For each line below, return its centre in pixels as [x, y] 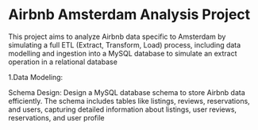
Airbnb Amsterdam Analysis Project [129, 15]
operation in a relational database [63, 62]
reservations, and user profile [56, 117]
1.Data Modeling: [36, 77]
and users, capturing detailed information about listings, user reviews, [122, 109]
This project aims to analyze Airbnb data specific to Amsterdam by [117, 36]
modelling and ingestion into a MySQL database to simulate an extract [123, 53]
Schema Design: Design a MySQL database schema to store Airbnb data [127, 92]
